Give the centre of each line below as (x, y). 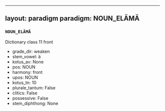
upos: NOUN (25, 77)
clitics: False (25, 93)
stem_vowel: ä (26, 56)
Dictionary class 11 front (29, 42)
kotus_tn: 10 (24, 82)
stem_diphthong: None (35, 103)
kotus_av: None (28, 62)
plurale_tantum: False (34, 88)
